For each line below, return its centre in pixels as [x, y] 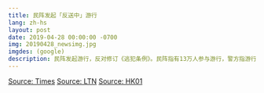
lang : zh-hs [27, 23]
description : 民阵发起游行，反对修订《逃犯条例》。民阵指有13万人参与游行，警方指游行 [132, 59]
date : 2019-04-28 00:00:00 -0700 [63, 37]
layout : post [29, 30]
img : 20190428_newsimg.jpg [52, 45]
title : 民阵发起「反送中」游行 [53, 15]
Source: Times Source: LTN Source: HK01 [75, 81]
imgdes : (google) [37, 52]
